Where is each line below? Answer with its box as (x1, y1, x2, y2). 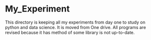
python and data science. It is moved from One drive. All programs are (5, 24, 146, 30)
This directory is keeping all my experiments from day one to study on (5, 19, 146, 25)
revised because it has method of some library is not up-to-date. (5, 29, 135, 35)
